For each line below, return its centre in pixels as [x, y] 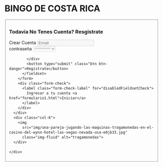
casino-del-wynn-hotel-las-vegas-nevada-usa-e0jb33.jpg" [68, 133]
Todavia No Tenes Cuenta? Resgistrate [56, 31]
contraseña [21, 49]
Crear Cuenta [23, 43]
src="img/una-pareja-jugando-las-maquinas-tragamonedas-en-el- [88, 128]
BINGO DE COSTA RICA [53, 9]
